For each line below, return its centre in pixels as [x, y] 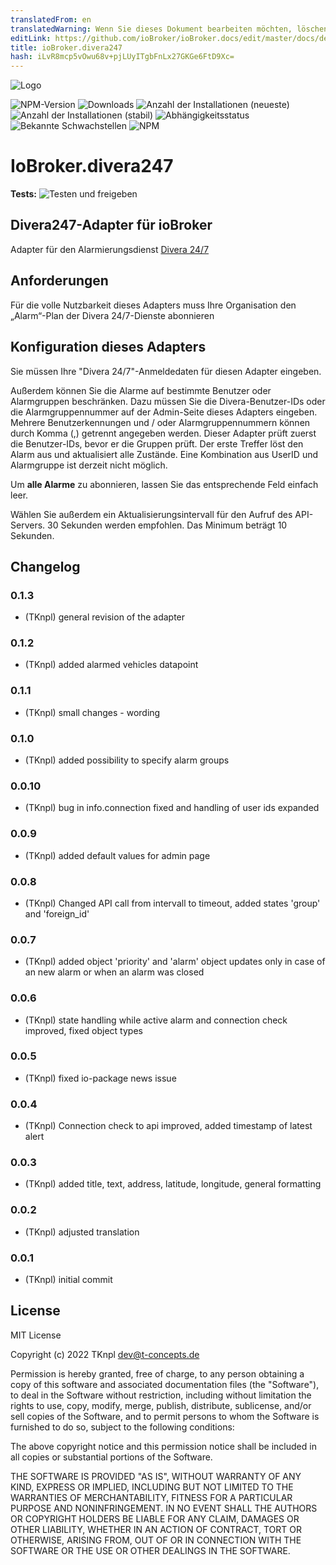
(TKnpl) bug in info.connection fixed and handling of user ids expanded [172, 808]
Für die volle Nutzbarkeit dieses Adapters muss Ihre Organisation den [153, 305]
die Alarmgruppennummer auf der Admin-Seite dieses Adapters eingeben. [164, 412]
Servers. [28, 525]
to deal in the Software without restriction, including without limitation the [161, 1395]
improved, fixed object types [83, 1030]
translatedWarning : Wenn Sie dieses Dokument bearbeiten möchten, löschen [169, 29]
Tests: [23, 194]
